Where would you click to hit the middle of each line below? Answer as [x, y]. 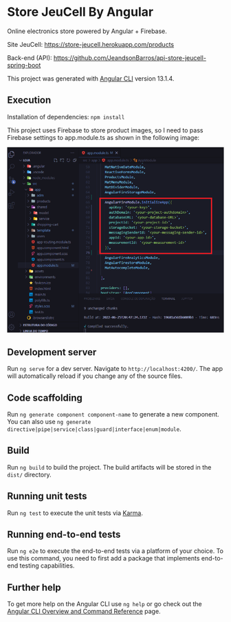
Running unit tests [47, 496]
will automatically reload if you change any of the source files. [95, 376]
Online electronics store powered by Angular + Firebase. [87, 31]
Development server [52, 352]
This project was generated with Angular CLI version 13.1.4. [91, 78]
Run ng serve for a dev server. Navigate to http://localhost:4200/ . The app [115, 369]
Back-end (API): [30, 58]
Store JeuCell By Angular [80, 12]
